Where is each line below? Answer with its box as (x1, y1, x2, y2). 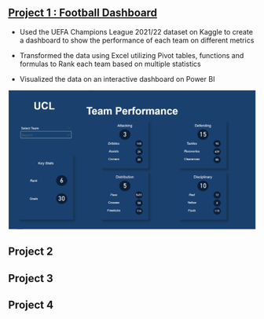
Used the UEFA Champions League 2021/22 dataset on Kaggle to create (19, 27, 254, 36)
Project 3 (8, 271, 53, 285)
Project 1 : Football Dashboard (8, 6, 157, 20)
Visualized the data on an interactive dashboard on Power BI (19, 74, 215, 83)
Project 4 (8, 298, 53, 311)
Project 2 (8, 245, 53, 258)
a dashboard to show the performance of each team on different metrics (19, 35, 255, 45)
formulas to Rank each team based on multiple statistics (19, 59, 202, 68)
